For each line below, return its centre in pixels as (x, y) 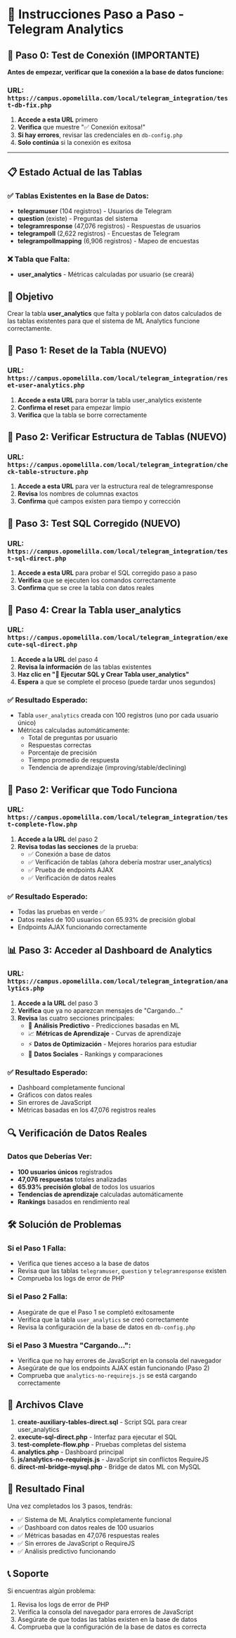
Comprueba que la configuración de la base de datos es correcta (112, 1627)
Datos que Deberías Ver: (50, 1156)
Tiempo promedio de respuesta (73, 760)
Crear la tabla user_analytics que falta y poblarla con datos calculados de (115, 314)
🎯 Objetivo (31, 296)
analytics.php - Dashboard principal (71, 1452)
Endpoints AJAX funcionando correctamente (82, 927)
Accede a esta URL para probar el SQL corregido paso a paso (107, 573)
